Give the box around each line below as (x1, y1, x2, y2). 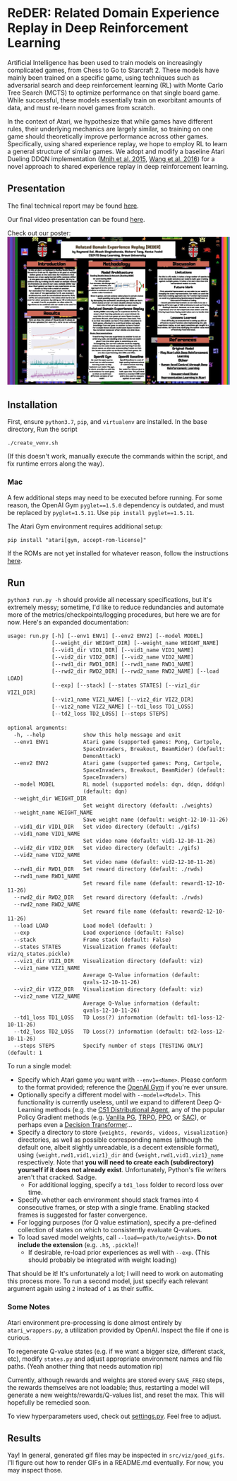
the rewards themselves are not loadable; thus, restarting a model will (7, 1383, 210, 1391)
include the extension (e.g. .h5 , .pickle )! (17, 1241, 139, 1249)
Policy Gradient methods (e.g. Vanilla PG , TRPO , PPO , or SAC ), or (17, 1113, 207, 1121)
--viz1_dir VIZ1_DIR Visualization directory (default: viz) (13, 957, 203, 965)
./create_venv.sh (7, 439, 59, 447)
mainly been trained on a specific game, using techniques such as (7, 73, 200, 82)
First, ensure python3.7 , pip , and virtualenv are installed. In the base (7, 418, 208, 426)
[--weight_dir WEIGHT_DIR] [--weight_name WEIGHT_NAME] (51, 639, 219, 647)
